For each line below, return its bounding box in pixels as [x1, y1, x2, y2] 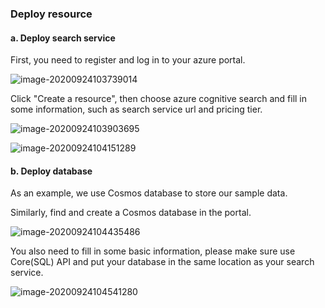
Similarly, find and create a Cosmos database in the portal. [10, 207, 252, 219]
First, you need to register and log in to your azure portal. [10, 54, 246, 66]
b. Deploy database [10, 165, 93, 177]
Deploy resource [10, 7, 93, 21]
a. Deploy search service [10, 32, 116, 44]
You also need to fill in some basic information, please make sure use [10, 245, 296, 257]
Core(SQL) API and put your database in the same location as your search [10, 256, 315, 268]
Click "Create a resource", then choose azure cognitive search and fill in [10, 93, 308, 105]
